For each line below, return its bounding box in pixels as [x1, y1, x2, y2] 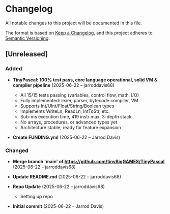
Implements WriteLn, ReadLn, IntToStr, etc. [20, 108, 110, 114]
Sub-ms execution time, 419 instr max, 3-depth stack [20, 113, 132, 119]
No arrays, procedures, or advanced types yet [20, 119, 118, 125]
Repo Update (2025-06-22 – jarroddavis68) [12, 184, 105, 190]
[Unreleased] [5, 50, 48, 58]
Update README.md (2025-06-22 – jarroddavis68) [12, 173, 121, 179]
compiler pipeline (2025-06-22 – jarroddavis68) [12, 82, 115, 88]
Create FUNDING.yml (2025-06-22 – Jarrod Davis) [12, 134, 121, 140]
